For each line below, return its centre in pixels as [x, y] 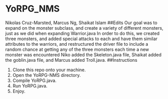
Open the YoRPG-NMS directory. [46, 75]
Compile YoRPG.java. [35, 80]
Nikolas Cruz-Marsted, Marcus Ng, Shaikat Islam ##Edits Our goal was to [81, 23]
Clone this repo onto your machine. [49, 70]
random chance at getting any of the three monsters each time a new [77, 49]
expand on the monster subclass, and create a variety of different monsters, [84, 28]
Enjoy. [19, 91]
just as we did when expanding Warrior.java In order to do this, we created [82, 33]
